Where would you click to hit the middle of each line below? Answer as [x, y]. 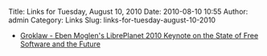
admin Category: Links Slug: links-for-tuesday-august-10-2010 [112, 20]
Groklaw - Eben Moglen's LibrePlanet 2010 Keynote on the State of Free [139, 36]
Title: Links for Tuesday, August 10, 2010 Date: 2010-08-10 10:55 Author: [128, 12]
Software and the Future [60, 44]
